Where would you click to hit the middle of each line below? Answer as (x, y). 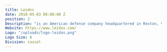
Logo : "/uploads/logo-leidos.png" (41, 33)
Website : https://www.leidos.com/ (41, 28)
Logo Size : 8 (19, 38)
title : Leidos (20, 10)
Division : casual (23, 42)
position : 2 (17, 19)
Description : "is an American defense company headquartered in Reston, (82, 24)
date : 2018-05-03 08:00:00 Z (35, 14)
